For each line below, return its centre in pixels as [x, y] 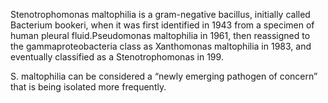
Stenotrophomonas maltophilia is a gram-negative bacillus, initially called [160, 14]
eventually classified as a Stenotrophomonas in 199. [117, 57]
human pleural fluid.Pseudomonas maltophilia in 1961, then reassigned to [160, 35]
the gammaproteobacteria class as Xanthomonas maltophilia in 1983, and [161, 46]
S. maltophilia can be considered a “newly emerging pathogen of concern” [164, 76]
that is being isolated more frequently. [88, 87]
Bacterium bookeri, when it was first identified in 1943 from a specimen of [162, 25]
